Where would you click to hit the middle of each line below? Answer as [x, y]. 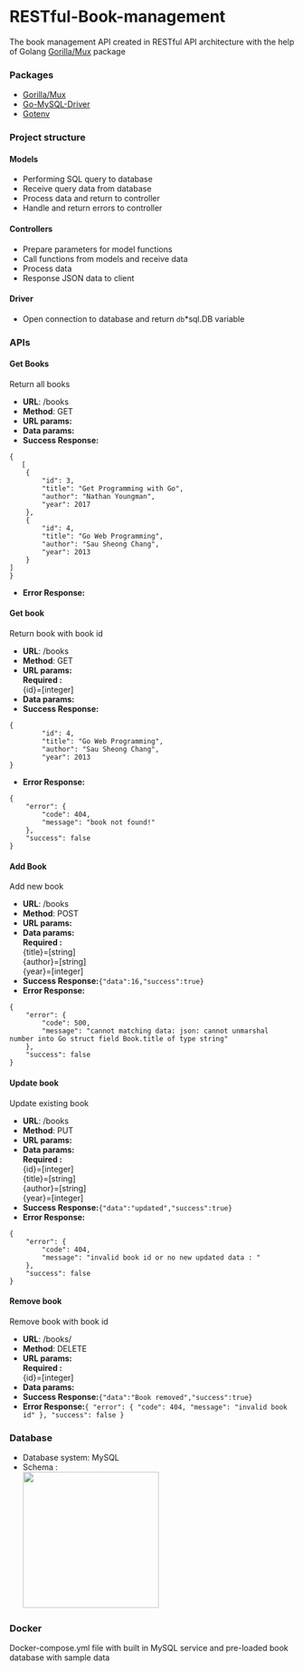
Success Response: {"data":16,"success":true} [113, 981]
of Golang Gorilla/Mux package [68, 51]
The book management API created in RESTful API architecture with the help [152, 42]
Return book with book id [57, 634]
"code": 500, [66, 1023]
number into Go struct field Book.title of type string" [119, 1039]
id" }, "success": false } [73, 1415]
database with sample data [60, 1657]
